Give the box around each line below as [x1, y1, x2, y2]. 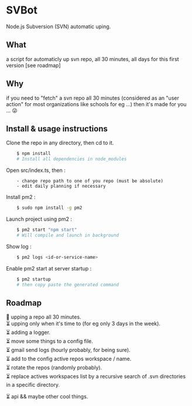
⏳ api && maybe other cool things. [6, 393, 88, 400]
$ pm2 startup [16, 276, 51, 282]
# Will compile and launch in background [16, 232, 119, 238]
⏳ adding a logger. [6, 329, 51, 336]
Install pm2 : [6, 194, 36, 201]
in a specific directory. [6, 381, 60, 388]
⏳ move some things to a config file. [6, 338, 94, 345]
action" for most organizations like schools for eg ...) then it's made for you [6, 100, 187, 107]
